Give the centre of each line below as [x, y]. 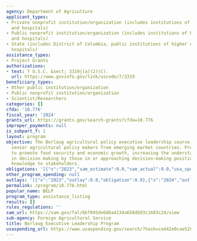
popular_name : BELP [30, 191]
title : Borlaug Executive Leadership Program [62, 223]
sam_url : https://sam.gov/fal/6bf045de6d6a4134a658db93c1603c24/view [93, 213]
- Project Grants [27, 60]
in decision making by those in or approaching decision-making [91, 159]
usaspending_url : [27, 229]
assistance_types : [28, 55]
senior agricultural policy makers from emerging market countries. [97, 147]
